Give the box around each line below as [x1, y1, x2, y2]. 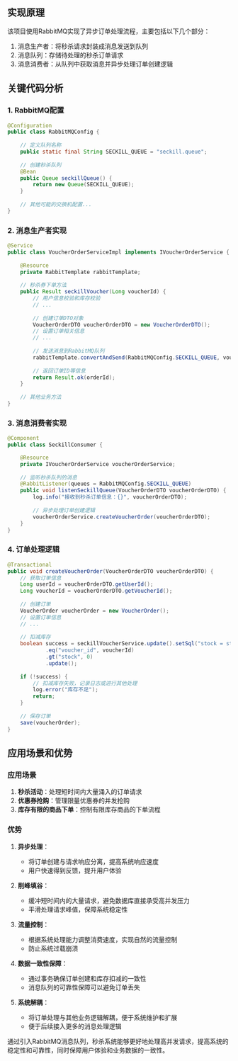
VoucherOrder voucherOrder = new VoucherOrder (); [20, 607, 170, 614]
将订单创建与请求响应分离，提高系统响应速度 [28, 857, 159, 866]
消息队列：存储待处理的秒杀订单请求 [17, 50, 124, 59]
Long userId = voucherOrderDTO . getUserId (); [20, 581, 154, 588]
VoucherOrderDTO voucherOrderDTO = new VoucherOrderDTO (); [33, 321, 211, 328]
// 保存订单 [20, 713, 51, 720]
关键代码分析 [7, 82, 64, 94]
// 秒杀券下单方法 [20, 282, 67, 289]
